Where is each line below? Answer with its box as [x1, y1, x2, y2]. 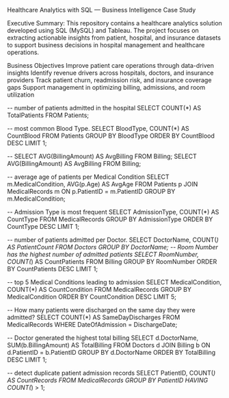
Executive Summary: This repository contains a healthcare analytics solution [7, 19, 222, 27]
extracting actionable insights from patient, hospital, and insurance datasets [7, 34, 221, 42]
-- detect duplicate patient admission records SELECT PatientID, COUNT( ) [7, 369, 216, 377]
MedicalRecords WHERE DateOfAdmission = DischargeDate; [7, 321, 178, 328]
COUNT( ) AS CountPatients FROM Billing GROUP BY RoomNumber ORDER [7, 258, 217, 266]
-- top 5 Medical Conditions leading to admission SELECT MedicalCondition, [7, 278, 222, 286]
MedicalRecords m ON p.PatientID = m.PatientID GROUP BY [7, 188, 176, 195]
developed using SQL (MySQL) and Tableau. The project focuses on [7, 27, 200, 34]
